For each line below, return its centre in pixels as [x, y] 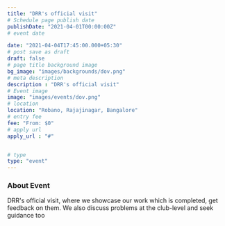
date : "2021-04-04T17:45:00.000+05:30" [65, 46]
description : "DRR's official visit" [63, 84]
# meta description [35, 78]
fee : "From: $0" [31, 123]
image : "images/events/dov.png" [54, 97]
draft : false [26, 59]
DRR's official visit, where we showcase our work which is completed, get [113, 201]
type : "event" [28, 161]
